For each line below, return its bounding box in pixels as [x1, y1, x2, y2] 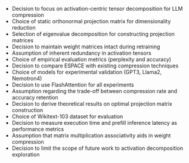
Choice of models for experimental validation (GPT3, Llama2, [11, 69, 162, 75]
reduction [11, 24, 36, 31]
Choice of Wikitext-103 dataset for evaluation [11, 113, 123, 120]
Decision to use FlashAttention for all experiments [11, 81, 134, 88]
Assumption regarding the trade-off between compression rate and [11, 88, 178, 94]
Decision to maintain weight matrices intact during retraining [11, 43, 160, 50]
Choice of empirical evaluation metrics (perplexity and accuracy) [11, 56, 172, 63]
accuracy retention [11, 94, 58, 101]
